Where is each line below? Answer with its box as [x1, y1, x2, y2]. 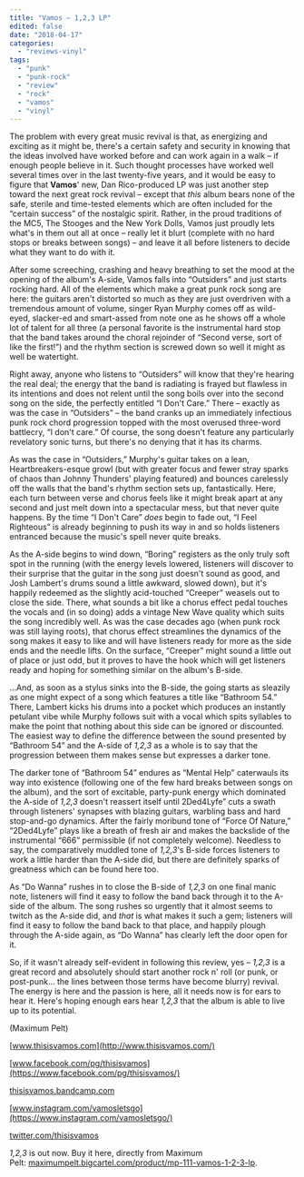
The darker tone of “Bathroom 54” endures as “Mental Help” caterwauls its [9, 767, 289, 778]
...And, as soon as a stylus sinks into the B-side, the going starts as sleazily [9, 682, 290, 693]
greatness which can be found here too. [9, 864, 159, 875]
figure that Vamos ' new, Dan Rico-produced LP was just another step [9, 179, 270, 191]
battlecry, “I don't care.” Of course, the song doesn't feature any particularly [9, 427, 295, 438]
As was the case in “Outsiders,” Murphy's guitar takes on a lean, [9, 454, 250, 465]
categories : [9, 38, 54, 48]
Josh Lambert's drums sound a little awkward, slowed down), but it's [9, 578, 268, 588]
